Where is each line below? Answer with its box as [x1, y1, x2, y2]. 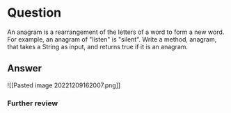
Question [7, 5, 61, 21]
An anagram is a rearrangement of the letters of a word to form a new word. [7, 28, 225, 36]
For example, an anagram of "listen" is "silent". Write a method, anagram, [7, 35, 217, 43]
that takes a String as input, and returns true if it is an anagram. [7, 42, 189, 51]
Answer [7, 62, 42, 74]
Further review [7, 98, 58, 108]
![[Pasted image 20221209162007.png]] [7, 81, 121, 89]
